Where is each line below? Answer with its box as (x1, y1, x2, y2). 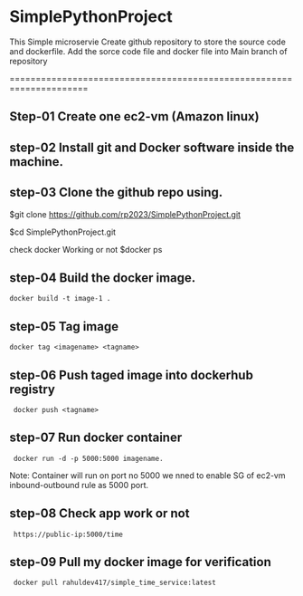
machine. (9, 154, 64, 169)
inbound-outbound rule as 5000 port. (9, 479, 149, 490)
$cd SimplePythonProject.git (9, 226, 116, 237)
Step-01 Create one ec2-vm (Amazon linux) (9, 109, 260, 124)
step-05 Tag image (9, 319, 119, 334)
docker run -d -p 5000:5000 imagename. (13, 454, 165, 463)
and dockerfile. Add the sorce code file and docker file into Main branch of (9, 45, 288, 56)
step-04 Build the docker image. (9, 270, 196, 285)
